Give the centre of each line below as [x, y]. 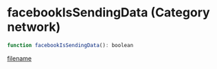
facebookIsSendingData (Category [109, 13]
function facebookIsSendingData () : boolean [70, 45]
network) [34, 27]
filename [20, 58]
